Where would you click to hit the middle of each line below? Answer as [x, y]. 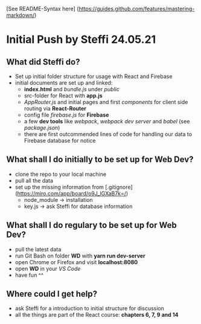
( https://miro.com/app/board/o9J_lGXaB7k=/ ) [72, 193]
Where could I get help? [52, 294]
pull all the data [34, 180]
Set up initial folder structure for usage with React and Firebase [94, 76]
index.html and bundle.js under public [72, 89]
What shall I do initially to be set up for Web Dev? [100, 160]
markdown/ [21, 15]
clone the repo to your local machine [61, 174]
